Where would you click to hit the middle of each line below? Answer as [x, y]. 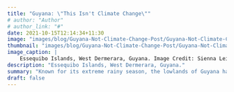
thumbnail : [23, 46]
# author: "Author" [36, 20]
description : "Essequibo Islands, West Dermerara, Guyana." [96, 65]
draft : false [26, 78]
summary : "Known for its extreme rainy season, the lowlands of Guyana [113, 71]
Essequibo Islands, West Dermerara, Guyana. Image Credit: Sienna [118, 59]
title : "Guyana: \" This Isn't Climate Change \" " [79, 13]
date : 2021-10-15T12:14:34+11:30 [56, 33]
